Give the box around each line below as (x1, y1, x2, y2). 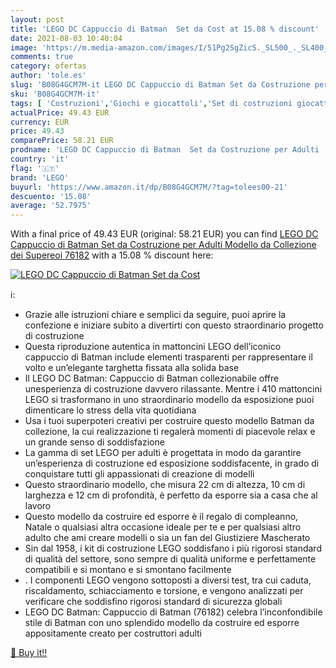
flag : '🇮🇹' (10, 163, 60, 173)
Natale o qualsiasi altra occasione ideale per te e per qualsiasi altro (24, 521, 302, 533)
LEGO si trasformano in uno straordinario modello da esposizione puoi (24, 394, 315, 406)
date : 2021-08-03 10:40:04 (10, 33, 123, 43)
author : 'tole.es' (10, 71, 87, 81)
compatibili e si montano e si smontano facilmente (24, 564, 232, 576)
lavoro (24, 500, 52, 512)
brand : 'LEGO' (10, 172, 70, 183)
